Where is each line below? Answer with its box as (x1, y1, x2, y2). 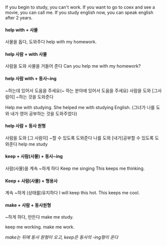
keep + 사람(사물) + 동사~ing (5, 153, 63, 159)
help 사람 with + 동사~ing (5, 76, 57, 81)
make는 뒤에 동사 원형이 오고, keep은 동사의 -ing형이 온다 (5, 234, 119, 241)
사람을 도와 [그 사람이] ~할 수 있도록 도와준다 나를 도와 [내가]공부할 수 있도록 (5, 134, 154, 141)
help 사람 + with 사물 (5, 51, 47, 57)
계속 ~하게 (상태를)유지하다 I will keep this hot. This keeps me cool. (5, 190, 140, 196)
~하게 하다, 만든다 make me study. (5, 214, 74, 220)
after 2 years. (5, 15, 33, 20)
